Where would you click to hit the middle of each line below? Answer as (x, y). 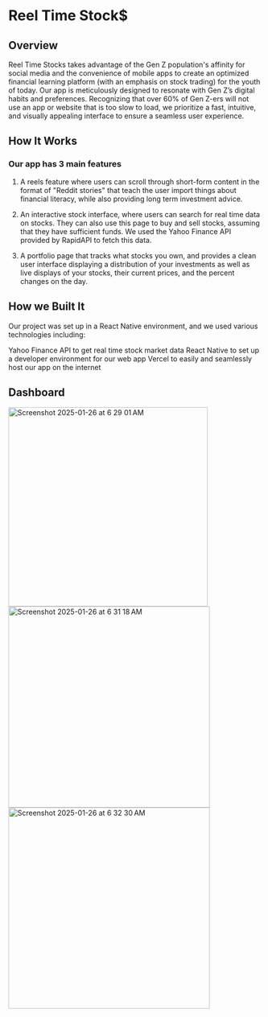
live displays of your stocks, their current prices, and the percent (127, 273)
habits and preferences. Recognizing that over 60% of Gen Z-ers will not (129, 99)
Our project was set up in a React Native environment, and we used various (133, 326)
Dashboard (37, 392)
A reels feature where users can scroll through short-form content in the (140, 181)
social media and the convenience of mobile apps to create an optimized (129, 73)
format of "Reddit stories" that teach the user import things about (128, 190)
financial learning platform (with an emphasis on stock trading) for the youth (134, 82)
